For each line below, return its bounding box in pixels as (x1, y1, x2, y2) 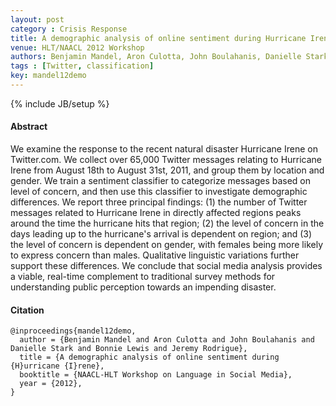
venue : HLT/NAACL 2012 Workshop (10, 42, 145, 53)
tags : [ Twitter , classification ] (10, 61, 155, 71)
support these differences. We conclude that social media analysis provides (10, 260, 323, 272)
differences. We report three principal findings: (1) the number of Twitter (10, 196, 308, 208)
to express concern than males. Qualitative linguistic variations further (10, 249, 300, 261)
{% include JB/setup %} (10, 97, 110, 110)
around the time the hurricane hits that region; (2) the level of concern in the (10, 217, 325, 230)
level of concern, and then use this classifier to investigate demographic (10, 186, 308, 198)
